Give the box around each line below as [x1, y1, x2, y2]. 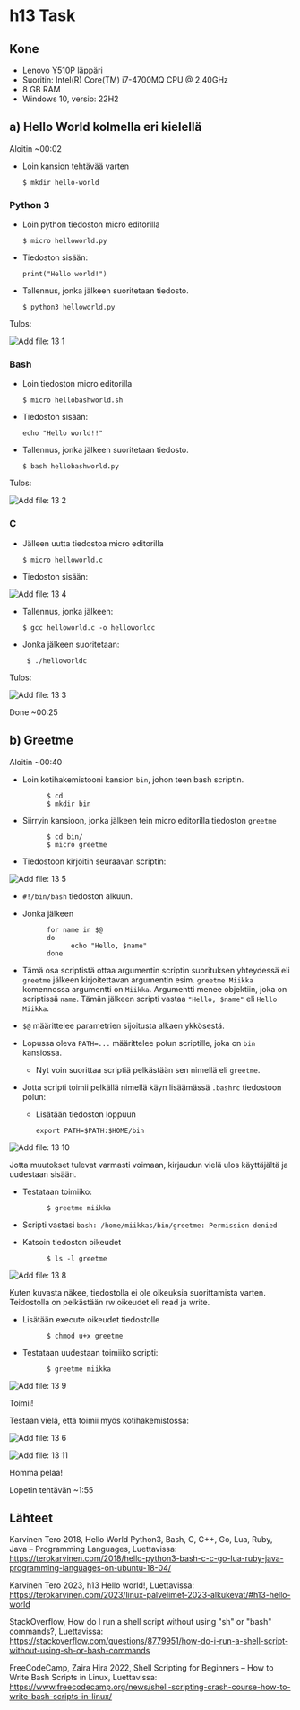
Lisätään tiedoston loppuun [35, 1109, 137, 1120]
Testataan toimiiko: [21, 1186, 92, 1197]
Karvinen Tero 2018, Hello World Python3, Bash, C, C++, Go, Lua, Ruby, [9, 1534, 273, 1545]
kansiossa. [21, 1047, 63, 1058]
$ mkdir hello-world [21, 178, 99, 187]
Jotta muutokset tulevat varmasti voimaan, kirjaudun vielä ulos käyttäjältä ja [9, 1159, 288, 1170]
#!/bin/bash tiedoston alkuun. [21, 890, 133, 902]
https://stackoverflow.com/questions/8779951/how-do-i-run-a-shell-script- [9, 1636, 289, 1646]
